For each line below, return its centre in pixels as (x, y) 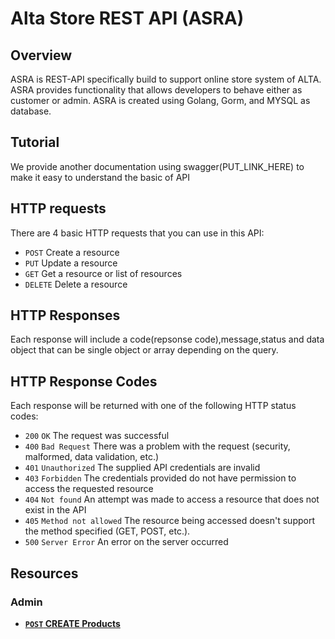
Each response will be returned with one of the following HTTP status (153, 406)
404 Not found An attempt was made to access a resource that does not (172, 499)
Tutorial (35, 142)
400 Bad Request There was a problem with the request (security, (157, 446)
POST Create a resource (72, 252)
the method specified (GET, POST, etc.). (107, 531)
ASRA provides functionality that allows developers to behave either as (156, 90)
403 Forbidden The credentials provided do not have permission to (160, 478)
